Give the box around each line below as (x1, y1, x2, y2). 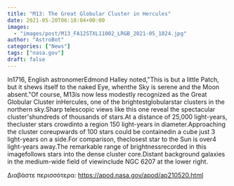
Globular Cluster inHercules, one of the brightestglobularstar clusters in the (7, 98, 225, 106)
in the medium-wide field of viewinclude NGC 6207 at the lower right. (7, 157, 209, 166)
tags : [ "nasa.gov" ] (7, 50, 65, 57)
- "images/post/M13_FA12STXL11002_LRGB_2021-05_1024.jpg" (13, 29, 188, 37)
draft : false (7, 56, 46, 63)
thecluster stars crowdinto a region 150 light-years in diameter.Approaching (7, 120, 226, 128)
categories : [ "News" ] (7, 43, 71, 50)
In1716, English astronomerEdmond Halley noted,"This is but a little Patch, (7, 75, 219, 84)
